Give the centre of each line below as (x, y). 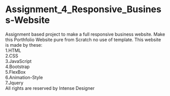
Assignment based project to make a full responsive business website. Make (85, 34)
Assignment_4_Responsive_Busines (83, 9)
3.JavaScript (19, 61)
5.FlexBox (15, 72)
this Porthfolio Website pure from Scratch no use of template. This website (83, 40)
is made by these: (24, 45)
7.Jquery (14, 83)
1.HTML (13, 50)
